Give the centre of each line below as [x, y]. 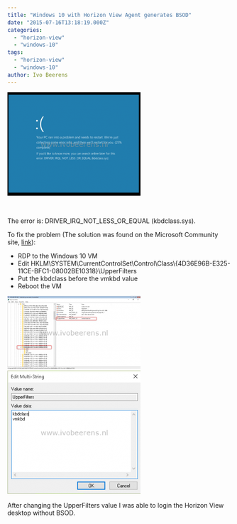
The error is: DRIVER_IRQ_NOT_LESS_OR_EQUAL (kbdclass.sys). [102, 221]
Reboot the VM [39, 286]
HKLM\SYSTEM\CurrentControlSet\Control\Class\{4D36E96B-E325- [131, 263]
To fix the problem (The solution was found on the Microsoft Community [113, 234]
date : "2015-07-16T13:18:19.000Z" [59, 22]
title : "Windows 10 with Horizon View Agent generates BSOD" [100, 15]
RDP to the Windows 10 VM [57, 256]
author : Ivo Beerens [38, 75]
